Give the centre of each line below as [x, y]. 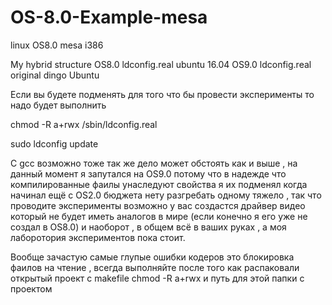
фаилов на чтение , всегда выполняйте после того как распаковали [155, 267]
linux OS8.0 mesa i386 [57, 45]
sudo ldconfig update [54, 143]
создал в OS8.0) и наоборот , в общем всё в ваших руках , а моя [148, 227]
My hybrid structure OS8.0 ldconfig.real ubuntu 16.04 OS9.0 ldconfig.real [161, 64]
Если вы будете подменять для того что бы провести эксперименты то [162, 94]
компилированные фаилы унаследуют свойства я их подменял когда [159, 184]
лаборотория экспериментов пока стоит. [98, 237]
